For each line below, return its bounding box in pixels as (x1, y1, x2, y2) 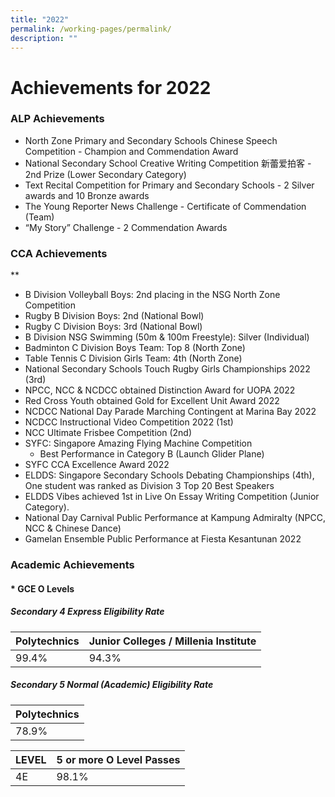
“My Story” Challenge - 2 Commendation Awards (24, 221, 228, 233)
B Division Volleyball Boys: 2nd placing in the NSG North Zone (24, 289, 281, 301)
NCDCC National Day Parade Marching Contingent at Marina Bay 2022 (24, 406, 317, 418)
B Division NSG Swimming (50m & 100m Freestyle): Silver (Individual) (24, 331, 310, 343)
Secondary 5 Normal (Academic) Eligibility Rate (10, 679, 214, 691)
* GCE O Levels (10, 582, 75, 595)
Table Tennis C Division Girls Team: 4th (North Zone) (24, 352, 243, 365)
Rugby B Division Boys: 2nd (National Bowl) (24, 310, 205, 322)
